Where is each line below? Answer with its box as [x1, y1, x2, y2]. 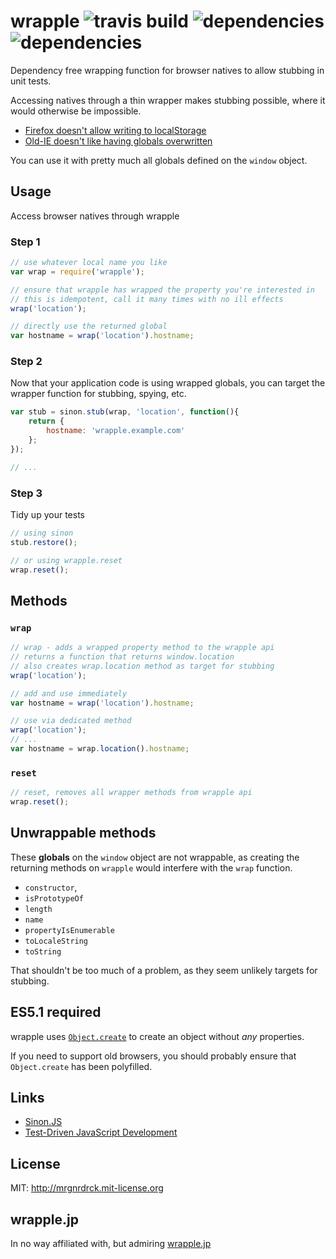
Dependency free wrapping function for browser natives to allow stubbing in [10, 64, 325, 76]
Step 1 [10, 235, 41, 249]
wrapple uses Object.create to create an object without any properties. [10, 1030, 305, 1042]
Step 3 [10, 486, 43, 500]
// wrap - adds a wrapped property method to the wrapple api [10, 643, 275, 653]
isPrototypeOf [24, 893, 84, 904]
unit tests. [10, 75, 52, 87]
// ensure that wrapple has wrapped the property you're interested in [10, 285, 315, 295]
